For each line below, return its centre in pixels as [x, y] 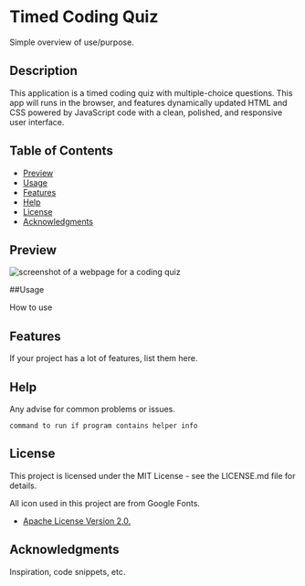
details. [23, 485]
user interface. [37, 122]
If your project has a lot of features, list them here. [104, 358]
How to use [31, 307]
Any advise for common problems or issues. [93, 409]
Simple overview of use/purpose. [72, 42]
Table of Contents [62, 151]
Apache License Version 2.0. [77, 521]
